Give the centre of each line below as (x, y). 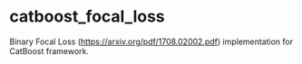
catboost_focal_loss (87, 17)
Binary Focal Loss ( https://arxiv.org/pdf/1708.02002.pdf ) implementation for (151, 41)
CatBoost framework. (49, 50)
